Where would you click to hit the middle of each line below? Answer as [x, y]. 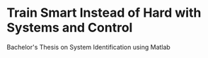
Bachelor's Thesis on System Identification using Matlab [88, 47]
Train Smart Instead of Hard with [104, 13]
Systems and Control [70, 28]
